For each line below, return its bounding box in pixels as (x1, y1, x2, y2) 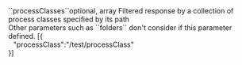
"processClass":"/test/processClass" (13, 40, 135, 49)
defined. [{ (8, 32, 44, 40)
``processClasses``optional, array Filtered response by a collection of (8, 6, 234, 15)
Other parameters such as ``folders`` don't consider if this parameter (8, 23, 232, 32)
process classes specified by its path (8, 14, 129, 24)
